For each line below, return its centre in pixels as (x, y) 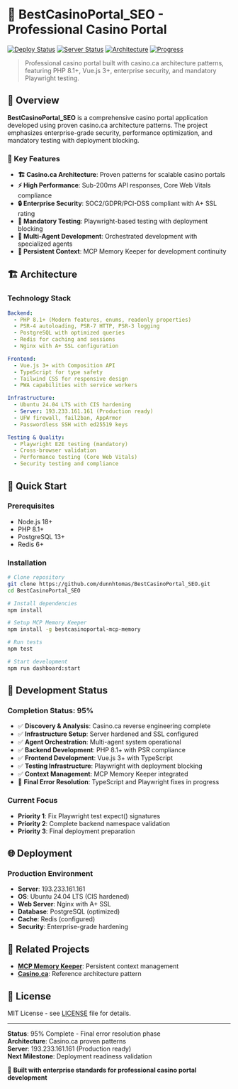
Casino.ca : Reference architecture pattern (79, 974)
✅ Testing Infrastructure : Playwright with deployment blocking (110, 766)
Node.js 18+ (35, 521)
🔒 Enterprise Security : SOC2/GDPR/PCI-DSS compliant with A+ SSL (117, 204)
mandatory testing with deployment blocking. (73, 140)
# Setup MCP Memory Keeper (47, 623)
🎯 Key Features (34, 158)
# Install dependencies (42, 603)
